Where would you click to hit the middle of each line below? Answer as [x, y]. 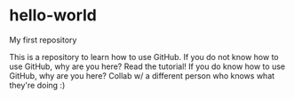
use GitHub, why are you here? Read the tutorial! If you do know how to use [147, 66]
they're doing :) [37, 85]
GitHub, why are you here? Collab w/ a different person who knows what [142, 75]
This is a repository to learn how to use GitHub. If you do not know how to [144, 57]
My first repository [43, 40]
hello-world [53, 15]
